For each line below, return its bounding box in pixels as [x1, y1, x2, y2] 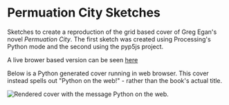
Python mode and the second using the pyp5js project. [7, 42, 164, 50]
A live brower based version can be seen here [7, 55, 138, 64]
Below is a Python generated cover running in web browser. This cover [7, 69, 209, 77]
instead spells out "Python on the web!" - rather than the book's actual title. [7, 76, 223, 84]
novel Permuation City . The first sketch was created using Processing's [7, 35, 211, 43]
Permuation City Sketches [7, 5, 161, 21]
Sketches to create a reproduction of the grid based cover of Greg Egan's [7, 28, 217, 36]
